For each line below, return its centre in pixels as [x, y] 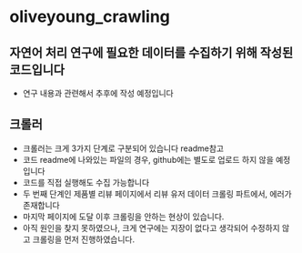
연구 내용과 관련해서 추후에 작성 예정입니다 [98, 93]
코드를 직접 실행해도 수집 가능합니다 [86, 182]
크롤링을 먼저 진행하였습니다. [83, 239]
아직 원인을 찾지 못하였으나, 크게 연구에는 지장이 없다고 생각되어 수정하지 [151, 228]
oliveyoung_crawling [90, 17]
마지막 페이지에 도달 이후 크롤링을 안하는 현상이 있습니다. [123, 217]
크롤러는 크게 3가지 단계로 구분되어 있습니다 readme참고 [123, 148]
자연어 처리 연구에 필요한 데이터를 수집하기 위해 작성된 [151, 52]
